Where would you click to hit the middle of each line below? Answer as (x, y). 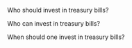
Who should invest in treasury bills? (58, 10)
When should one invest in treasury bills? (66, 37)
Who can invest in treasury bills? (54, 23)
